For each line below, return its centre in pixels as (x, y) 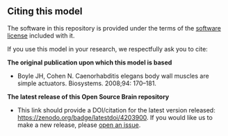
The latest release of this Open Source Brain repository (88, 96)
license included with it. (41, 35)
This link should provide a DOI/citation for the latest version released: (116, 110)
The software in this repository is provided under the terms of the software (114, 28)
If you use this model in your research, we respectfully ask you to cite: (108, 49)
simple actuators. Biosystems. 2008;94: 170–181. (87, 83)
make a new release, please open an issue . (79, 125)
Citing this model (45, 11)
